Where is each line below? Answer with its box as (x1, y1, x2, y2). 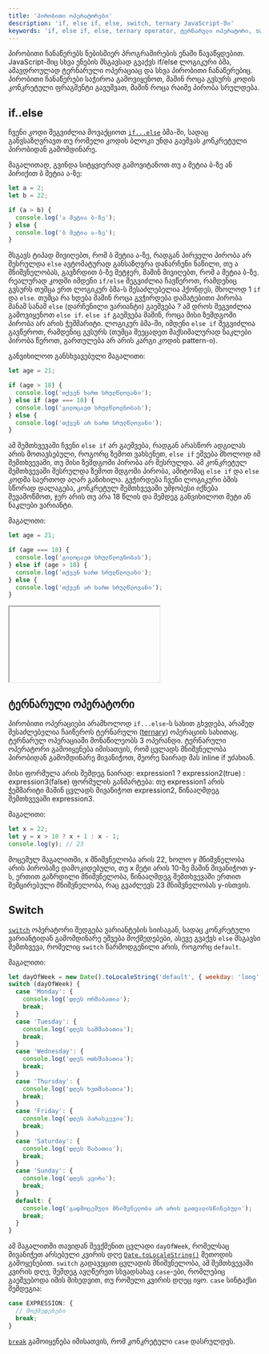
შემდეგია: (8, 1284, 42, 1294)
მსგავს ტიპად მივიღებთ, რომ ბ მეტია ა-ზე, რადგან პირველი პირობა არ (8, 251, 252, 260)
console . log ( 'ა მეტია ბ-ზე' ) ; (15, 214, 116, 222)
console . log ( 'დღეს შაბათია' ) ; (22, 1144, 124, 1152)
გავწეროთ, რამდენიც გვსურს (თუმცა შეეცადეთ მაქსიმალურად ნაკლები (8, 327, 252, 337)
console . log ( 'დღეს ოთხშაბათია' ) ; (22, 1055, 134, 1063)
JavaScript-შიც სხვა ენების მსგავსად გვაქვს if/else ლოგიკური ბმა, (8, 57, 232, 67)
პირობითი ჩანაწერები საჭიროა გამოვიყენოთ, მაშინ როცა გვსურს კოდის (8, 74, 256, 84)
